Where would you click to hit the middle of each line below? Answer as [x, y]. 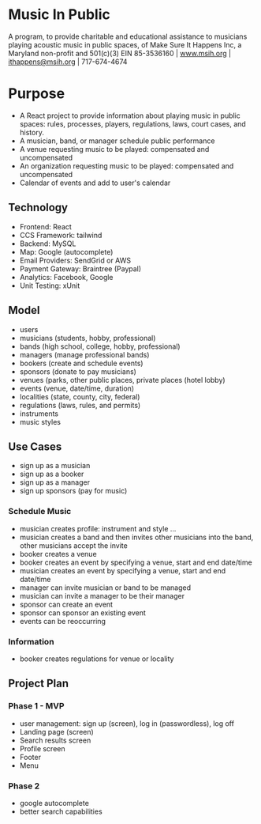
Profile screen [42, 748]
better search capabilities [61, 811]
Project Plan [39, 684]
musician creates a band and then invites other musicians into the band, [136, 537]
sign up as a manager [55, 482]
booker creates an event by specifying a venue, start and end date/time [136, 562]
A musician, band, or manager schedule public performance [117, 141]
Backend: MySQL [48, 244]
